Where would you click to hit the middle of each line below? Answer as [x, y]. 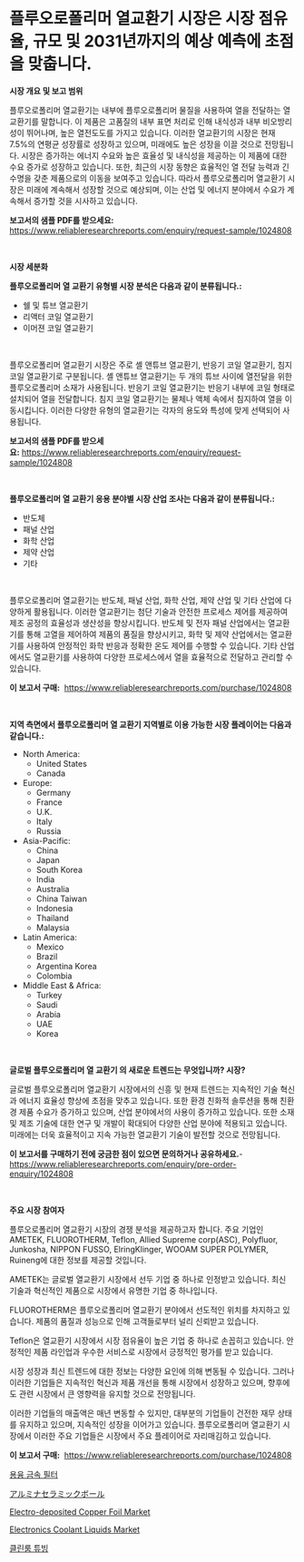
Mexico [50, 947]
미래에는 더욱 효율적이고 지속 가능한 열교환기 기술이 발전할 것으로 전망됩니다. [145, 1135]
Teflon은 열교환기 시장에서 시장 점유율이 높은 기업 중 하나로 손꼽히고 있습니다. [147, 1341]
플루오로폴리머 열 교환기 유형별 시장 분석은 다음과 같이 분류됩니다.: [126, 286]
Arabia [49, 1014]
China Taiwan [62, 899]
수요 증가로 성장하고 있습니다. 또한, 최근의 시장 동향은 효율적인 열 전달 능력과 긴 [150, 167]
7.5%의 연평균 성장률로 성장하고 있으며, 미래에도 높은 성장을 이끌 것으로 [136, 144]
